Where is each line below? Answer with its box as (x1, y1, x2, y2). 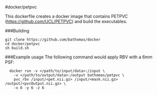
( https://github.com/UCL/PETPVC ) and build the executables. (5, 19, 127, 24)
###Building (5, 28, 30, 33)
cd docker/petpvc (5, 41, 40, 46)
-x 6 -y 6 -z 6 (14, 85, 45, 90)
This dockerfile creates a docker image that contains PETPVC (5, 14, 128, 19)
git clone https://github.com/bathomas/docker (5, 37, 101, 42)
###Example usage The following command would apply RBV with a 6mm (5, 54, 153, 60)
